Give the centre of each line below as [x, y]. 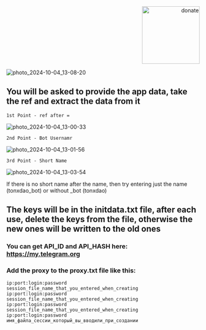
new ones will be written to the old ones [84, 229]
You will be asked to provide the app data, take [97, 92]
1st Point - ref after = [38, 115]
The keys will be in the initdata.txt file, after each [101, 210]
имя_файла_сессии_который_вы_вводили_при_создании [72, 321]
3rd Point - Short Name [37, 161]
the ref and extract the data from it [73, 102]
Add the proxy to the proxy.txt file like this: [71, 271]
